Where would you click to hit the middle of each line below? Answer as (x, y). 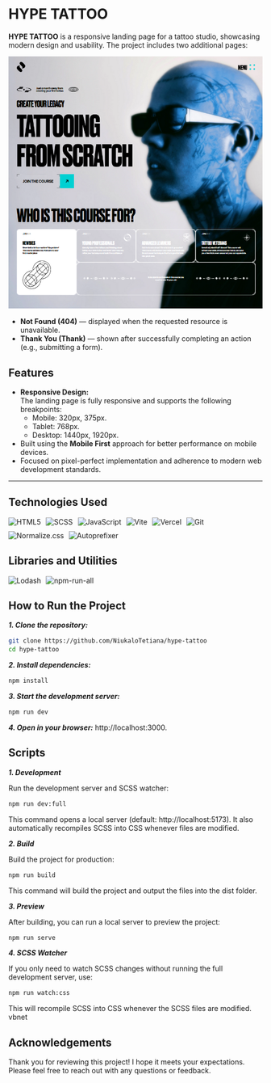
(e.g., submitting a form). (61, 348)
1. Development (35, 772)
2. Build (21, 843)
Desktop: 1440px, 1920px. (75, 435)
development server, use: (50, 977)
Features (31, 373)
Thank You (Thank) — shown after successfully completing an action (135, 339)
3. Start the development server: (64, 697)
